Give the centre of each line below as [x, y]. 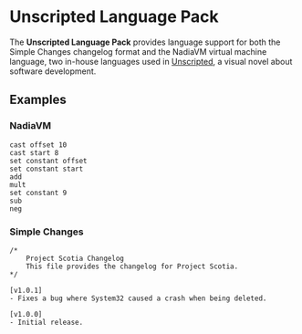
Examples [38, 100]
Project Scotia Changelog [75, 258]
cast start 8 [34, 152]
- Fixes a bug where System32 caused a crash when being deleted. [138, 298]
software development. [53, 71]
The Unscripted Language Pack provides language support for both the [145, 42]
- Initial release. [47, 322]
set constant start [47, 169]
